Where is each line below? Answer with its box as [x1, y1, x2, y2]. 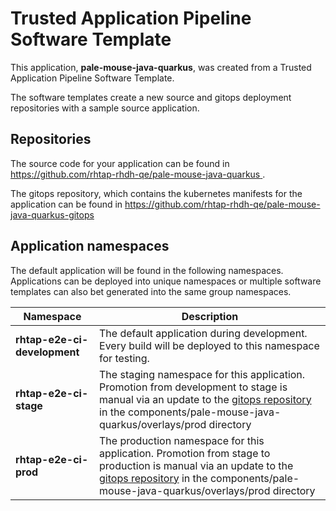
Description [181, 309, 239, 323]
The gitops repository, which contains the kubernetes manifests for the [10, 187, 303, 199]
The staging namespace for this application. [99, 367, 306, 381]
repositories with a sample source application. [10, 102, 200, 114]
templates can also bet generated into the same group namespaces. [10, 285, 292, 297]
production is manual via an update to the [99, 458, 294, 472]
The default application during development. [99, 326, 308, 340]
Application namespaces [10, 238, 170, 255]
